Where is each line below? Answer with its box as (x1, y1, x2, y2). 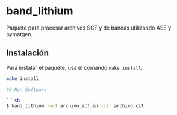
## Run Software (6, 86, 47, 93)
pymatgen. (6, 30, 33, 37)
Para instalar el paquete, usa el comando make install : (6, 64, 143, 71)
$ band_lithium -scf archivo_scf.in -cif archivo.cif (6, 103, 144, 109)
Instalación (6, 48, 49, 58)
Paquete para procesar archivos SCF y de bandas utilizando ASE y (6, 24, 172, 31)
